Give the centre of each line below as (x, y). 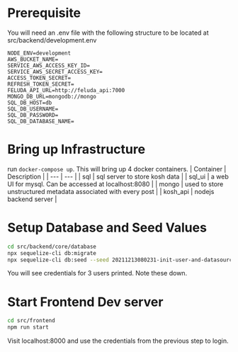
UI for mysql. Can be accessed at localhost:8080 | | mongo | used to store (115, 184)
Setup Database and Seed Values (107, 228)
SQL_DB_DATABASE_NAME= (41, 121)
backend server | (32, 199)
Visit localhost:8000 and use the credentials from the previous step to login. (118, 341)
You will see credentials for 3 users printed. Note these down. (97, 273)
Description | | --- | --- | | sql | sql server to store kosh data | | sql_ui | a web (118, 176)
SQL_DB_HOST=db (30, 103)
